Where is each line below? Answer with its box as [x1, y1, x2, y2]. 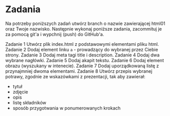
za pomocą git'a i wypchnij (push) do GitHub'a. [5, 31, 105, 37]
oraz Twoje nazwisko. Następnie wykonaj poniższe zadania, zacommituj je [5, 25, 162, 32]
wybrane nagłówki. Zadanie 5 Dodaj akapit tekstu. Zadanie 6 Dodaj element [5, 57, 164, 63]
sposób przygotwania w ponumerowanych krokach [12, 105, 121, 111]
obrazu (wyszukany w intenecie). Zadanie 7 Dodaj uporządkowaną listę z [5, 63, 159, 69]
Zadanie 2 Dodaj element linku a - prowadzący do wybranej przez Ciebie [5, 46, 158, 52]
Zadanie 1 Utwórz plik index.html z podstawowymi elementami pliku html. [5, 41, 159, 47]
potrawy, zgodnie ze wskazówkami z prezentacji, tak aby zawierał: [5, 73, 145, 79]
